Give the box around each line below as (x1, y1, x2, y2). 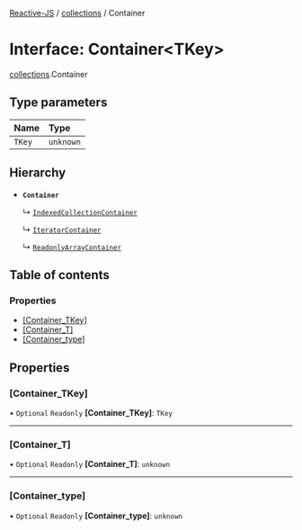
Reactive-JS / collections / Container (9, 8, 146, 18)
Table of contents (9, 267, 110, 283)
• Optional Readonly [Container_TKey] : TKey (9, 407, 173, 418)
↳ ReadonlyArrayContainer (22, 241, 122, 252)
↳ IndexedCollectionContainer (22, 206, 138, 217)
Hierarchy (9, 166, 67, 181)
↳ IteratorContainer (22, 224, 102, 235)
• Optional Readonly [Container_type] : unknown (9, 510, 182, 521)
